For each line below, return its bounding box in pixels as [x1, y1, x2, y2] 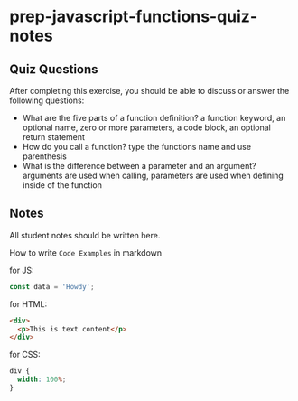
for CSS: [9, 350, 41, 360]
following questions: [9, 95, 85, 106]
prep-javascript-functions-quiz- [9, 6, 258, 27]
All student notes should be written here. [9, 229, 161, 240]
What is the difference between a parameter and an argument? [22, 161, 256, 171]
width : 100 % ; [17, 375, 67, 385]
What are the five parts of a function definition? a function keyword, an [22, 113, 286, 123]
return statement [22, 132, 86, 142]
